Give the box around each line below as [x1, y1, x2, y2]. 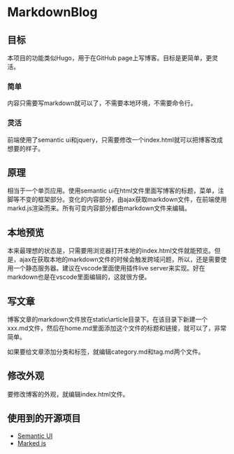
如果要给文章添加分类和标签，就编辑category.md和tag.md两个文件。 [7, 348, 205, 356]
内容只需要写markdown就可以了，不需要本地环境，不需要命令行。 [7, 99, 197, 107]
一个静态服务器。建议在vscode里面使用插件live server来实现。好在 [13, 264, 205, 273]
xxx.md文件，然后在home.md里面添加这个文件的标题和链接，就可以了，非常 [7, 324, 227, 333]
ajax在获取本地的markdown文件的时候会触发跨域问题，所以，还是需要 [19, 255, 221, 263]
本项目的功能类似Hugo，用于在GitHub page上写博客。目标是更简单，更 [7, 54, 212, 62]
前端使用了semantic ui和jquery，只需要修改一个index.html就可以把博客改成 [7, 135, 224, 144]
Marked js [17, 439, 47, 447]
